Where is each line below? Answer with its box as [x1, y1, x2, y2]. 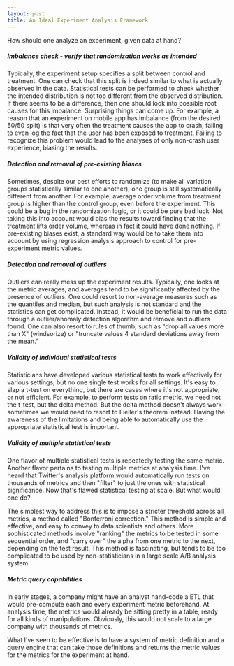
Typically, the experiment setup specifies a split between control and [7, 69, 205, 78]
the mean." [7, 337, 39, 346]
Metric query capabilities [7, 574, 82, 584]
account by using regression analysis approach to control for [7, 237, 183, 245]
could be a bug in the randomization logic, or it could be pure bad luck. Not [7, 207, 224, 215]
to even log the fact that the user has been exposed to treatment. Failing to [7, 129, 222, 137]
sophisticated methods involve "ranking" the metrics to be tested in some [7, 529, 219, 538]
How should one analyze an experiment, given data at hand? [7, 36, 182, 44]
